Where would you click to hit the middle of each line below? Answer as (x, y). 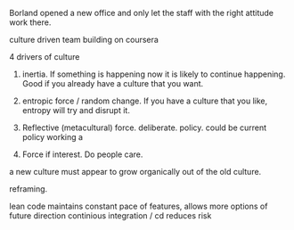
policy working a (52, 137)
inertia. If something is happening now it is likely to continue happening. (154, 74)
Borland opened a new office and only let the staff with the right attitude (142, 13)
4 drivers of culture (45, 57)
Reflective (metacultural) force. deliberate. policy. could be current (144, 127)
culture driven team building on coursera (84, 40)
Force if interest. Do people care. (82, 154)
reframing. (29, 189)
